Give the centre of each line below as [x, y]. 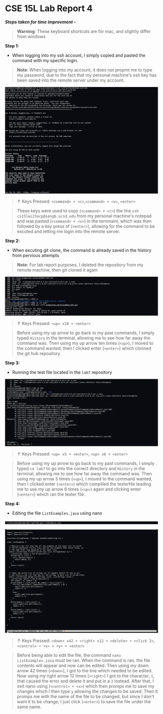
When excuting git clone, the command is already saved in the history [82, 250]
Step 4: [13, 504]
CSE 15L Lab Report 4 [49, 8]
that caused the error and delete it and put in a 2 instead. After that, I [85, 681]
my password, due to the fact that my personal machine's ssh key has [87, 75]
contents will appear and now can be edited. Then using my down [83, 665]
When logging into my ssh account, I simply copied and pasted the [79, 55]
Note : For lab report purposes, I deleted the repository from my [80, 265]
